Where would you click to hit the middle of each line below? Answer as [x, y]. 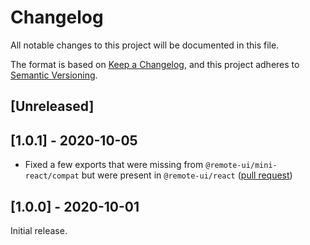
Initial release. [39, 230]
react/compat [52, 176]
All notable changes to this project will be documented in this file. [145, 45]
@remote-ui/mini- [241, 166]
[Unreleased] [52, 106]
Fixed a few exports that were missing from [114, 165]
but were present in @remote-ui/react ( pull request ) [187, 175]
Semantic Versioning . [54, 75]
